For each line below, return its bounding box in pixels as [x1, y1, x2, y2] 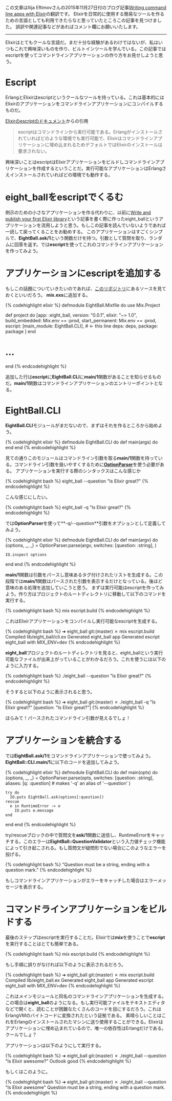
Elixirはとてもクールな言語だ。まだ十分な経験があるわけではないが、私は [5, 39, 159, 45]
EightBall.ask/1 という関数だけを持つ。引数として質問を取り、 [18, 235, 149, 241]
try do [5, 790, 19, 795]
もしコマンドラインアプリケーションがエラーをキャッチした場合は [5, 877, 144, 884]
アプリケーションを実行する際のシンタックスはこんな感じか [15, 468, 141, 474]
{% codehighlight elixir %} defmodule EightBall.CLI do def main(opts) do [5, 769, 158, 775]
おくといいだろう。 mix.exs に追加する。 [5, 292, 91, 298]
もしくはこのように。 [5, 1068, 50, 1074]
